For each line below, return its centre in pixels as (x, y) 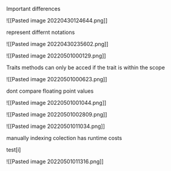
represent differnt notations (41, 32)
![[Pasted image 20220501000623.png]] (57, 79)
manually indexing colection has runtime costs (64, 138)
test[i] (14, 150)
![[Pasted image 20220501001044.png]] (56, 103)
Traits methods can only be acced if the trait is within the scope (86, 67)
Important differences (33, 9)
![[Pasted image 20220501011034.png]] (55, 126)
